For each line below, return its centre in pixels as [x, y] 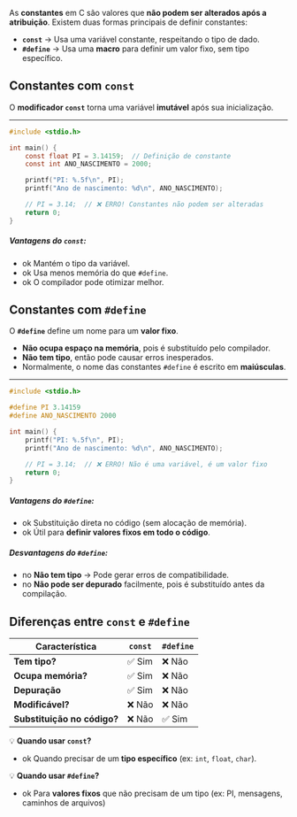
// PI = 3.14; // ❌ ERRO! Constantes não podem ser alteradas [145, 204]
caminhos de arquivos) [64, 803]
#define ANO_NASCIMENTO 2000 [63, 416]
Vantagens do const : [48, 241]
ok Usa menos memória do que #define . [95, 273]
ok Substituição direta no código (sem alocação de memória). [134, 523]
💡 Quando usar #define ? [54, 776]
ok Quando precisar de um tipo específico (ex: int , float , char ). [139, 759]
